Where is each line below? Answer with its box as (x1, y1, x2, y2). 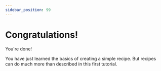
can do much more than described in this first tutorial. (5, 61, 117, 67)
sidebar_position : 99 (5, 7, 51, 13)
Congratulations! (5, 29, 78, 40)
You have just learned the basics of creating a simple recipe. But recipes (5, 55, 156, 61)
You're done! (5, 46, 32, 52)
